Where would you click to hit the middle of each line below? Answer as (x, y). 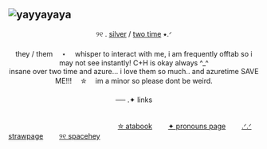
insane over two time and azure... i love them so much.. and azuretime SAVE (134, 71)
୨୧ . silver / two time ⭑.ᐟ (134, 33)
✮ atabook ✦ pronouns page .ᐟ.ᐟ (185, 126)
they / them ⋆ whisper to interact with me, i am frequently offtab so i (134, 53)
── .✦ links (134, 100)
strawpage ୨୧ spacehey (55, 135)
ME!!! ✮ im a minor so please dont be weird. (134, 80)
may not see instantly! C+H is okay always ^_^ (134, 63)
